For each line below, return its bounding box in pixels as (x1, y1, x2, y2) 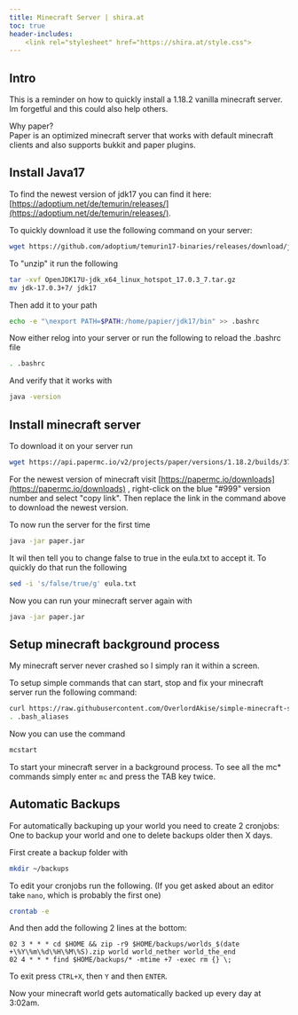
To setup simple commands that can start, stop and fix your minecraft (9, 678, 264, 688)
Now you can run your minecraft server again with (9, 595, 192, 606)
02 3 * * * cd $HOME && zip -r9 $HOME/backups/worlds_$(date (9, 940, 240, 949)
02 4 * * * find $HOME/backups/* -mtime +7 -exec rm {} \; (9, 956, 232, 964)
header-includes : (9, 29, 74, 38)
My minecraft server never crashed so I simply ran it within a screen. (9, 660, 260, 671)
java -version (9, 392, 62, 402)
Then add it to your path (9, 299, 98, 311)
